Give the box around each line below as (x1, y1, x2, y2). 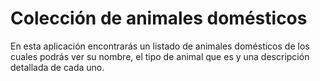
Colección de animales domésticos (10, 7, 308, 30)
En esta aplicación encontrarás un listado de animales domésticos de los (10, 40, 310, 52)
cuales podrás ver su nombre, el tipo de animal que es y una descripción (10, 50, 310, 62)
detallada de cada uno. (10, 61, 105, 73)
